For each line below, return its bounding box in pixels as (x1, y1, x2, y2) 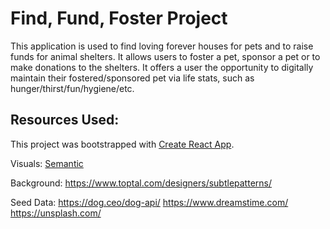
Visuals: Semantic (10, 157, 84, 169)
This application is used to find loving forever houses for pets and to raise (10, 40, 314, 52)
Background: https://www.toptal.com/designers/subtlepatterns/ (10, 177, 273, 189)
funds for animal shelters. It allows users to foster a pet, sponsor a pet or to (10, 50, 321, 62)
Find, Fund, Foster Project (10, 7, 228, 30)
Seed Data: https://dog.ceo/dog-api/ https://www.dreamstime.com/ (10, 196, 289, 208)
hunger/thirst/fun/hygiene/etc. (10, 82, 135, 94)
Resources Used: (10, 112, 120, 129)
